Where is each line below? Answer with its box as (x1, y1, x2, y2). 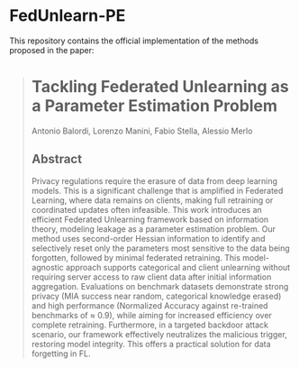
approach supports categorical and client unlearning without (66, 262, 291, 272)
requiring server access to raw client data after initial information (31, 271, 272, 282)
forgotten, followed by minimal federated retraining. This (31, 252, 241, 262)
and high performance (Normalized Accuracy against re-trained (31, 299, 268, 311)
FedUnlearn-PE (9, 5, 126, 26)
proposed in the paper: (9, 44, 95, 55)
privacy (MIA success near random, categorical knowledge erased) (31, 290, 282, 301)
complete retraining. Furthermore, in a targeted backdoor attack (31, 319, 268, 330)
